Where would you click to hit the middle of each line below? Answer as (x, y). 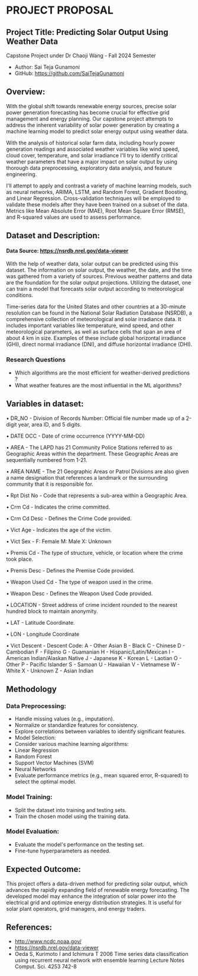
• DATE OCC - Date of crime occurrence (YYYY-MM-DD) (76, 436)
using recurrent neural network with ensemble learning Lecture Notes (100, 960)
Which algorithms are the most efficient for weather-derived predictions (102, 373)
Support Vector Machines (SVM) (54, 763)
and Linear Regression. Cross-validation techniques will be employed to (94, 198)
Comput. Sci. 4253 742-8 (46, 967)
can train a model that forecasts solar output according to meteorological (95, 289)
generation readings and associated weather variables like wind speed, (93, 149)
